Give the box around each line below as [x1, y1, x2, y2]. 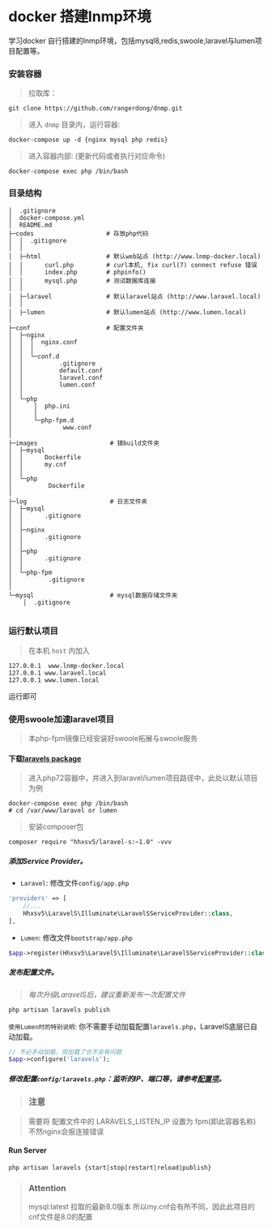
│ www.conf [8, 423, 92, 431]
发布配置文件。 [8, 968, 58, 977]
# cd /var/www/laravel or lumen [8, 807, 117, 815]
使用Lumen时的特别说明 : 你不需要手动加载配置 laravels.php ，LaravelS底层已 [8, 1021, 251, 1031]
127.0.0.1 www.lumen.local [8, 675, 100, 684]
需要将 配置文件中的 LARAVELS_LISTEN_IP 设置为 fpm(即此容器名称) [28, 1116, 257, 1126]
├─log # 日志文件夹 [8, 497, 148, 506]
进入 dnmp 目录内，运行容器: [28, 119, 121, 130]
